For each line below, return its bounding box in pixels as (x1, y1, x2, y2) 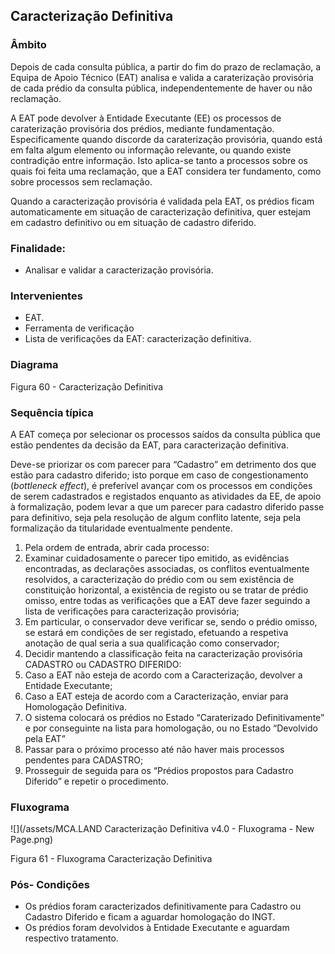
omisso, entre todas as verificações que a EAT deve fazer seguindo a (24, 594, 311, 606)
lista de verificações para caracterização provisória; (24, 605, 240, 617)
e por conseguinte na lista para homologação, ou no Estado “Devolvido (24, 722, 318, 734)
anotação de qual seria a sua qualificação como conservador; (24, 637, 280, 649)
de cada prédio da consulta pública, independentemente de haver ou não (10, 82, 313, 94)
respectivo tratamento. (24, 932, 119, 944)
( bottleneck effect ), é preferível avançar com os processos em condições (10, 479, 313, 491)
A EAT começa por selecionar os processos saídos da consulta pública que (10, 428, 321, 440)
